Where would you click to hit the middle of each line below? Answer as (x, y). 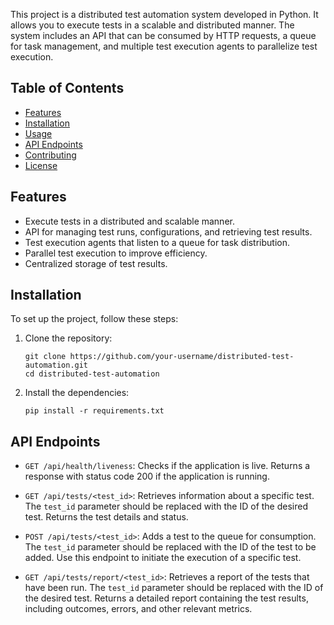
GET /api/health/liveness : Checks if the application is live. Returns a (167, 466)
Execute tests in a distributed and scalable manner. (129, 221)
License (41, 165)
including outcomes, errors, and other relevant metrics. (138, 609)
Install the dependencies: (77, 393)
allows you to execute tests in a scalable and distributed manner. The (152, 25)
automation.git (56, 365)
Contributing (50, 155)
